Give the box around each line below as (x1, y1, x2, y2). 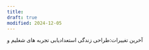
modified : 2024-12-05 (7, 20, 62, 26)
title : (7, 8, 24, 15)
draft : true (7, 14, 37, 20)
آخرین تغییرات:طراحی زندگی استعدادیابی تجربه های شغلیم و (7, 37, 143, 44)
